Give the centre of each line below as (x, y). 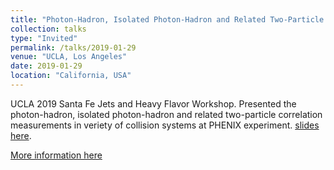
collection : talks (48, 29)
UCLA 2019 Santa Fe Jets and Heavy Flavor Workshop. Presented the (153, 103)
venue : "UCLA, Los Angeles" (69, 57)
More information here (56, 155)
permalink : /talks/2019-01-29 (73, 47)
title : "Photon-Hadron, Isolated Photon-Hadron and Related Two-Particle (167, 19)
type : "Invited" (44, 38)
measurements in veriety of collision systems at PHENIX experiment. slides (165, 125)
